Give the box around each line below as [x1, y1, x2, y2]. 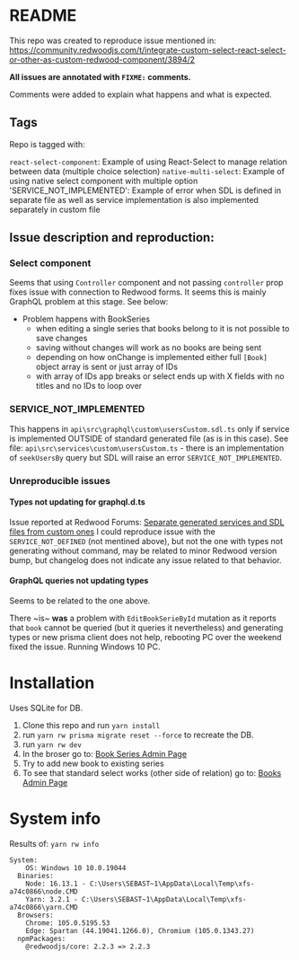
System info [9, 809, 101, 829]
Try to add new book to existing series [22, 758, 164, 769]
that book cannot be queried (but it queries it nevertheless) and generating [9, 622, 284, 633]
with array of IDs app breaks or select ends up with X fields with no [35, 371, 285, 382]
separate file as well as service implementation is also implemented [9, 194, 259, 205]
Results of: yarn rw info [9, 838, 100, 849]
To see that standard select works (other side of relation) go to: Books [22, 768, 282, 778]
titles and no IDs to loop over [35, 381, 143, 392]
